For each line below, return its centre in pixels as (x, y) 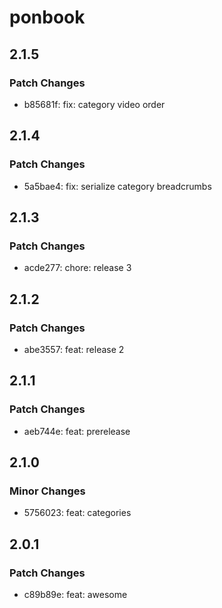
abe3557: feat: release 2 (74, 349)
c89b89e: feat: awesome (75, 594)
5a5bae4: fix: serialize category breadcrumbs (117, 186)
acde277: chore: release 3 (77, 268)
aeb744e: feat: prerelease (77, 431)
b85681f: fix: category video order (94, 104)
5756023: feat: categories (77, 513)
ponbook (47, 17)
